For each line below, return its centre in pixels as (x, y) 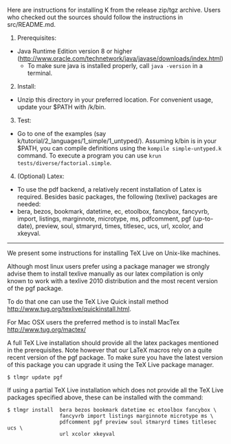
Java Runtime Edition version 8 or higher (75, 51)
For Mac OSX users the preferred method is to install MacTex (93, 322)
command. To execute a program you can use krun (89, 155)
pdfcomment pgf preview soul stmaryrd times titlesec (138, 422)
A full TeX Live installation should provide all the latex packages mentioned (113, 343)
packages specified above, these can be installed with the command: (105, 397)
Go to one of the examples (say (62, 134)
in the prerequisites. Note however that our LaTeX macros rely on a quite (110, 350)
